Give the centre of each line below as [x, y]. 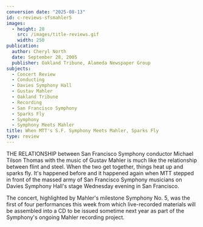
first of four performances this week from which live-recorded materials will [101, 204]
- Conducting [28, 80]
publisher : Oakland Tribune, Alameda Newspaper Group [81, 63]
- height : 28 [28, 29]
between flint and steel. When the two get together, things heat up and [95, 166]
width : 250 [31, 40]
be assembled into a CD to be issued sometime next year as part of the [95, 211]
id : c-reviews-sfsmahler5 [39, 18]
